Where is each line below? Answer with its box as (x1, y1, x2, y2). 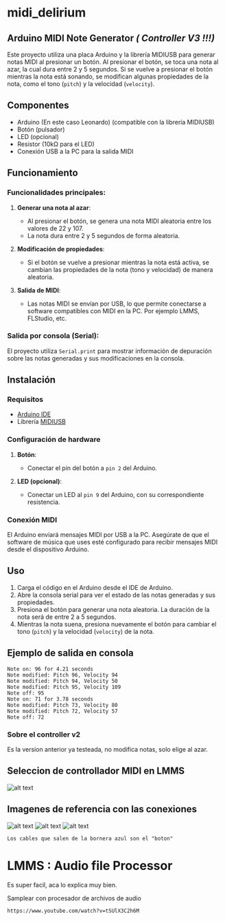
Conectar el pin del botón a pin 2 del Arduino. (27, 463, 158, 472)
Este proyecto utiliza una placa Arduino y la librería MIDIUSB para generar (7, 50, 215, 59)
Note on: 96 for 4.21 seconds (7, 666, 94, 673)
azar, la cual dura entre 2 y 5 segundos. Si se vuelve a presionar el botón (7, 65, 213, 73)
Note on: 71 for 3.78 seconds (7, 695, 94, 703)
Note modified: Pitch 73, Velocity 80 (7, 701, 118, 708)
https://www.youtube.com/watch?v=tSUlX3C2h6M (7, 907, 139, 914)
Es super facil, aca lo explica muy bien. (7, 880, 117, 889)
